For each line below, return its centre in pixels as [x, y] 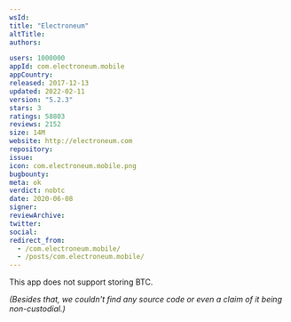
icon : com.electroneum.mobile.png [73, 165]
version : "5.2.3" [41, 100]
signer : [24, 207]
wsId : [19, 17]
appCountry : [31, 75]
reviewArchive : [37, 215]
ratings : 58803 [37, 117]
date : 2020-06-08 [41, 199]
